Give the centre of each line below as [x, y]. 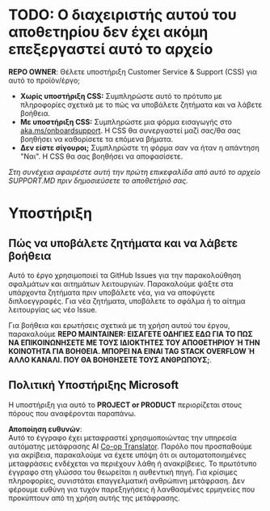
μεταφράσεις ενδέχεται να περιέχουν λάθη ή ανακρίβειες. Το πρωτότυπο [133, 463]
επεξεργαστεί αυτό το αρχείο [111, 49]
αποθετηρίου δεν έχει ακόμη [108, 32]
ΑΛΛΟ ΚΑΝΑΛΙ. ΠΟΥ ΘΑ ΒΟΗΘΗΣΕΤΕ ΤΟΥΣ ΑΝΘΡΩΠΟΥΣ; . [110, 360]
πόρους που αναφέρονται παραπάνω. [72, 413]
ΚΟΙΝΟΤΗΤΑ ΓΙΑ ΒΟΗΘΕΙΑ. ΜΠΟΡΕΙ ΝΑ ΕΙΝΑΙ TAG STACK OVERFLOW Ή [131, 351]
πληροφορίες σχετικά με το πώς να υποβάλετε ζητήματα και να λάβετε [141, 104]
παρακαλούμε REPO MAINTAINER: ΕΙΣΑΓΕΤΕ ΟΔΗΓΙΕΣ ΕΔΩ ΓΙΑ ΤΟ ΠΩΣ [131, 334]
